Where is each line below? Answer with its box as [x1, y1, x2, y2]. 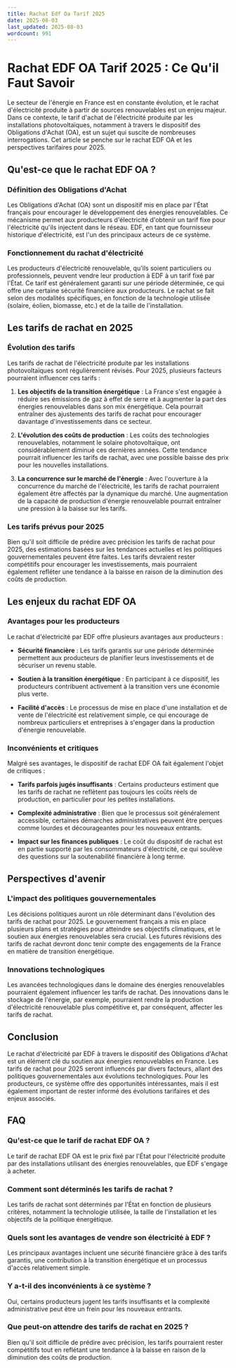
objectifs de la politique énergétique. [7, 1215, 114, 1223]
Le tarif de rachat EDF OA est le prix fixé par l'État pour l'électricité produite [7, 1151, 226, 1160]
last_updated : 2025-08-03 [7, 23, 83, 30]
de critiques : [7, 767, 46, 775]
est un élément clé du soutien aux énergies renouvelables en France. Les [7, 1057, 219, 1065]
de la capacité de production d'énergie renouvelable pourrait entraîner [17, 496, 221, 505]
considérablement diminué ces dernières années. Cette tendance [17, 446, 207, 454]
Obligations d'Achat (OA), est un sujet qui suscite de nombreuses [7, 128, 196, 137]
